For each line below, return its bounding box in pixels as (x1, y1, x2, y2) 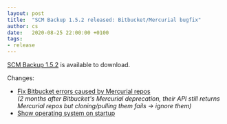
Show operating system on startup (17, 109, 116, 117)
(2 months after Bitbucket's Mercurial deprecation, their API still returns (17, 95, 220, 103)
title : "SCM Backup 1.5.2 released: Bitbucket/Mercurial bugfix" (7, 16, 202, 23)
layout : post (7, 10, 45, 17)
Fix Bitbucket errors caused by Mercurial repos (17, 87, 151, 95)
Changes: (7, 74, 34, 82)
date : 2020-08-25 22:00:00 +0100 (7, 29, 109, 36)
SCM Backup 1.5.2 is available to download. (7, 61, 131, 69)
